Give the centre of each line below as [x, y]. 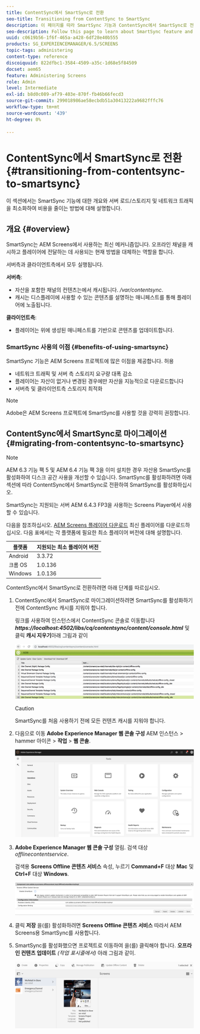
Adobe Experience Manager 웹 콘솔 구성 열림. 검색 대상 [81, 847]
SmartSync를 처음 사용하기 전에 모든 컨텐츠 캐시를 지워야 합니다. [90, 720]
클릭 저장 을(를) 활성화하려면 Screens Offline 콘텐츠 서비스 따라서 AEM [98, 925]
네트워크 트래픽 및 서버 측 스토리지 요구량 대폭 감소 [74, 374]
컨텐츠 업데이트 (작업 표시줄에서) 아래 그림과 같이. [78, 953]
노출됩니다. [39, 305]
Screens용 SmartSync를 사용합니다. [57, 933]
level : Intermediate [32, 88]
